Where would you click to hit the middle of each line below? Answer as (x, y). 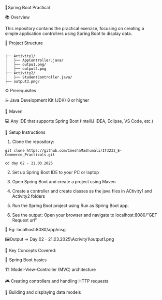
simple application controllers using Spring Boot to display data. (68, 33)
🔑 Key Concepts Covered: (31, 250)
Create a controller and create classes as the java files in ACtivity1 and (82, 191)
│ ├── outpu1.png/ (26, 64)
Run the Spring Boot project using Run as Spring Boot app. (70, 205)
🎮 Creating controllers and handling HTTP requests (57, 281)
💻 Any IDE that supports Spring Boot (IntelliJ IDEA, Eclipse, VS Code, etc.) (79, 121)
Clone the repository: (33, 142)
